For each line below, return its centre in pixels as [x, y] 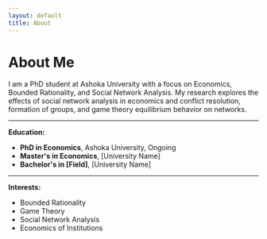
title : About [30, 23]
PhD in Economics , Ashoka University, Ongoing [98, 148]
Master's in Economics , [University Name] [90, 156]
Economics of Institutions [61, 228]
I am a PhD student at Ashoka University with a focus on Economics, [120, 84]
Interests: [25, 187]
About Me [41, 62]
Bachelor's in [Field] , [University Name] [85, 164]
